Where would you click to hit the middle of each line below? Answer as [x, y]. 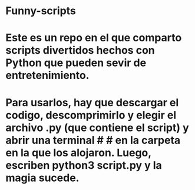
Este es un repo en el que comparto [94, 38]
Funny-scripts [41, 11]
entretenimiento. [47, 76]
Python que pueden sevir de [76, 63]
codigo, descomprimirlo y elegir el [91, 115]
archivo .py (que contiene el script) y [97, 127]
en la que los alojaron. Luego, [78, 153]
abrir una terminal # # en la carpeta [93, 140]
